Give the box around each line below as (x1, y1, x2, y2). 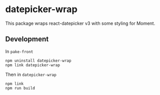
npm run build (5, 85, 36, 90)
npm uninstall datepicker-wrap (5, 58, 72, 63)
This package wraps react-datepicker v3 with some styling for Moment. (5, 20, 155, 26)
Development (5, 35, 49, 43)
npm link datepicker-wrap (5, 62, 60, 68)
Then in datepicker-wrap (5, 71, 57, 77)
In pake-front (5, 48, 34, 54)
